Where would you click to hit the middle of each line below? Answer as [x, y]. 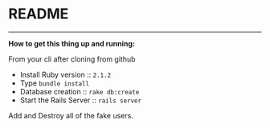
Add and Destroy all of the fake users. [71, 115]
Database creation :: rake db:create [80, 91]
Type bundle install [55, 83]
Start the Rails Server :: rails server [81, 100]
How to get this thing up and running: [72, 43]
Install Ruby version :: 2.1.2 [65, 74]
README [39, 14]
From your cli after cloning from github [72, 59]
